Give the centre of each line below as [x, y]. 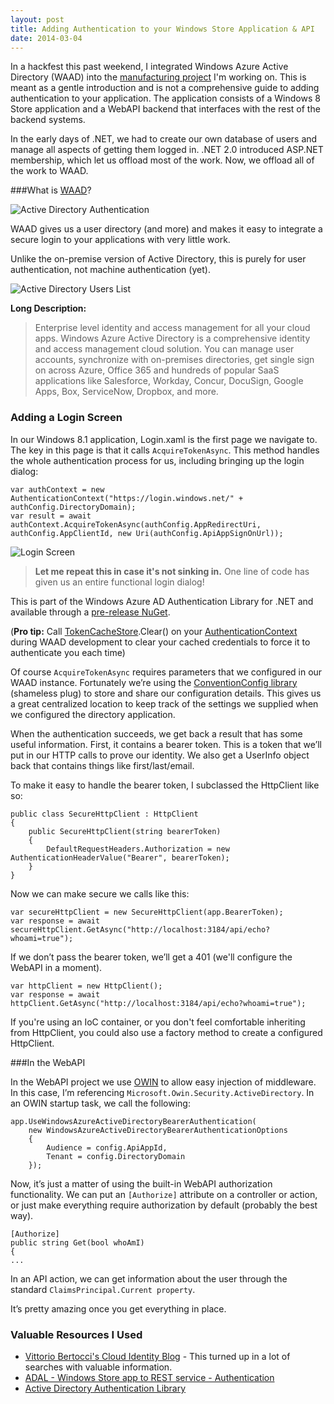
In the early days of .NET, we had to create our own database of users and [164, 139]
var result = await [51, 516]
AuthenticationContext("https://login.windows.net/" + [127, 498]
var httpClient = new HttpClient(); [86, 986]
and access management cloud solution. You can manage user [164, 349]
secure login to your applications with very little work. [120, 240]
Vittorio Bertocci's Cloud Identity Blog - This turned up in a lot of [157, 1356]
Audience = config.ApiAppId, [107, 1147]
